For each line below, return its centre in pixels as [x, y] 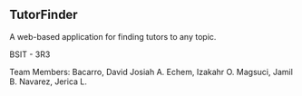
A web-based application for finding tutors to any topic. [113, 36]
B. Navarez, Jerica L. [49, 82]
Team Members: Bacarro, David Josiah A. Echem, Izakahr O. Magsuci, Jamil [151, 72]
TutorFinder [44, 15]
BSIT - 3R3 [30, 54]
